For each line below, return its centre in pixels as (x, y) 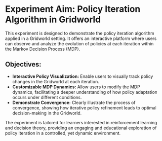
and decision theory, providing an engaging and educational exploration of (81, 128)
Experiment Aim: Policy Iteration (73, 9)
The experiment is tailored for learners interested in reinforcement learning (81, 122)
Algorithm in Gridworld (53, 19)
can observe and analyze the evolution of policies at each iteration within (80, 43)
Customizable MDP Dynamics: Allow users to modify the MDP (76, 87)
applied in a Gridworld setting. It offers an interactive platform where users (81, 38)
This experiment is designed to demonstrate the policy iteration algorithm (80, 33)
